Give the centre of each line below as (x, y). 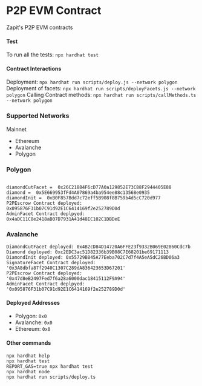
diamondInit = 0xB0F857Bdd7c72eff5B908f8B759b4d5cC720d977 (84, 198)
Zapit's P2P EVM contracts (40, 27)
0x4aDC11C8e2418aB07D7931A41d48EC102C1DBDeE (63, 219)
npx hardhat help (28, 356)
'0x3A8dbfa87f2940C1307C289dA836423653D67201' (66, 268)
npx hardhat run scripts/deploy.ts (51, 377)
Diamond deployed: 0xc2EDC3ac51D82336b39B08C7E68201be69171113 (88, 252)
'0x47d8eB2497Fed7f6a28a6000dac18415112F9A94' (66, 279)
